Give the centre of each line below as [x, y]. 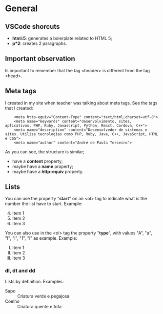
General [21, 9]
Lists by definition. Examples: [34, 281]
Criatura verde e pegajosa [43, 296]
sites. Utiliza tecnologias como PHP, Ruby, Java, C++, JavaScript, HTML [82, 134]
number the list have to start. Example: [44, 204]
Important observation [40, 59]
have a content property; [38, 161]
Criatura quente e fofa [40, 306]
